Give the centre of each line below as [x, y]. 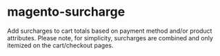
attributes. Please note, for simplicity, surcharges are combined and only [110, 38]
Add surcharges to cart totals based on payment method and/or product [110, 31]
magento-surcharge [66, 12]
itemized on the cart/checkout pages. [60, 45]
